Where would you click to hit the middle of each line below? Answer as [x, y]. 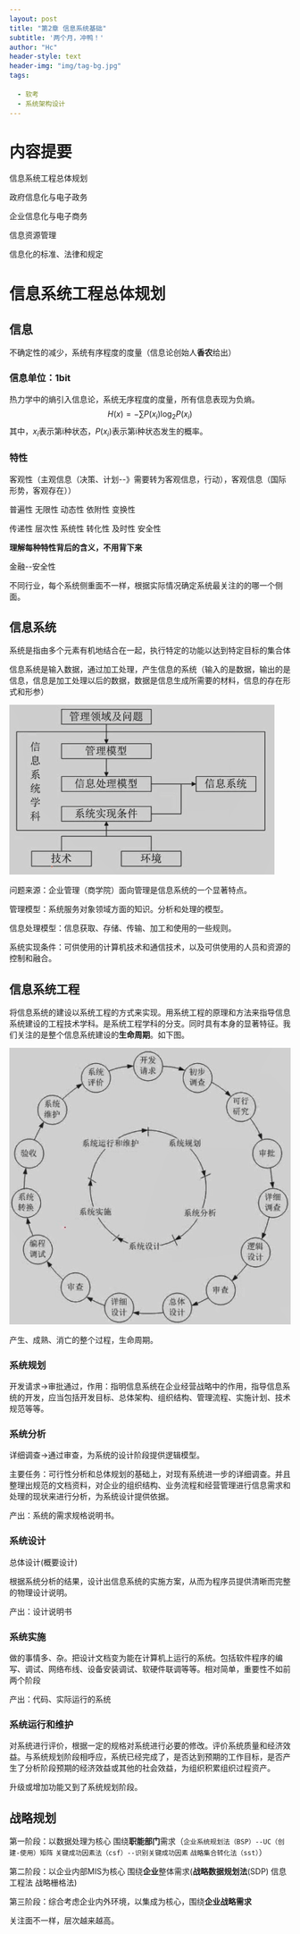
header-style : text [46, 57]
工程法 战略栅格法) [43, 1883]
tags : [19, 76]
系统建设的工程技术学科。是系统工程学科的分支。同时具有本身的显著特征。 [146, 1024]
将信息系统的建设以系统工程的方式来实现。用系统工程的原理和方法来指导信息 [150, 1013]
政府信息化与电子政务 [48, 198]
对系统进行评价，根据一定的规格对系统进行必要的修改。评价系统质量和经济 [146, 1746]
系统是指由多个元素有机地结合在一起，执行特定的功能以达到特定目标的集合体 [150, 650]
